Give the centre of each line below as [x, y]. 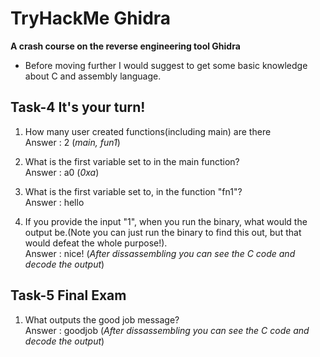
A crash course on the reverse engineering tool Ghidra [125, 46]
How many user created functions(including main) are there [148, 131]
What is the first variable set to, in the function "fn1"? [133, 191]
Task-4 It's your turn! [78, 107]
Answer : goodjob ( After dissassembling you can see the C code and [167, 330]
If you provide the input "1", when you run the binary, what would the [166, 221]
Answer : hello [54, 202]
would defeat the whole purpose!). [96, 243]
